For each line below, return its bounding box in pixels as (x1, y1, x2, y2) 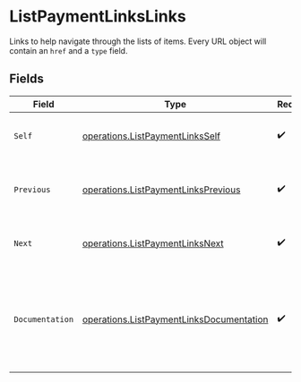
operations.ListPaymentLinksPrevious (82, 183, 241, 196)
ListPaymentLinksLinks (9, 6, 186, 27)
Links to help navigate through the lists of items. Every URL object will (9, 36, 267, 47)
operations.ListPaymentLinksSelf (82, 130, 221, 142)
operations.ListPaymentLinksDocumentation (82, 313, 269, 326)
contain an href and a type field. (9, 45, 128, 55)
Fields (9, 72, 45, 87)
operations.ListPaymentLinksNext (82, 237, 224, 250)
